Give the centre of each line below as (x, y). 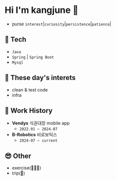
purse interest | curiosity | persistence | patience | (61, 24)
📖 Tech (16, 40)
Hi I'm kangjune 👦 (42, 10)
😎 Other (18, 156)
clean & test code (30, 90)
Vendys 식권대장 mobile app (41, 123)
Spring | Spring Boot (33, 57)
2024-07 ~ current (38, 141)
